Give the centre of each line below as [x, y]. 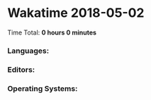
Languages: [28, 51]
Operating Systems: [43, 88]
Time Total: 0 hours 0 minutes [52, 32]
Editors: [21, 70]
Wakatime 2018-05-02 [76, 13]
